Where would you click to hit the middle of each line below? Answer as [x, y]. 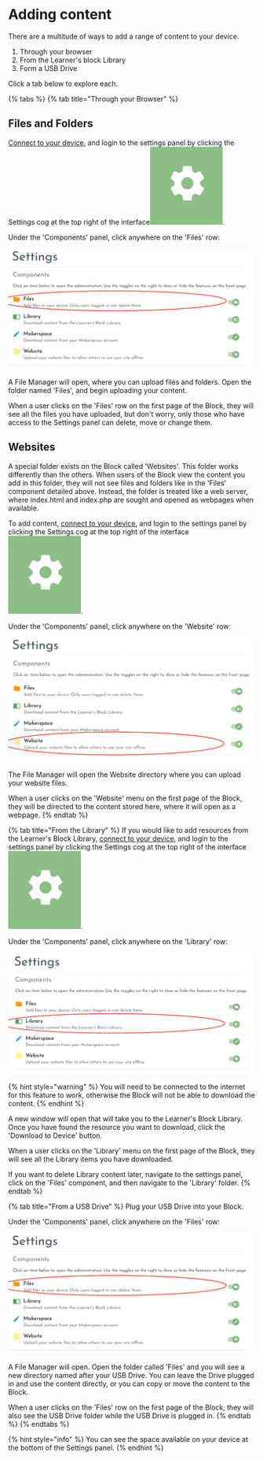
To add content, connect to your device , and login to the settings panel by [128, 523]
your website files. [38, 783]
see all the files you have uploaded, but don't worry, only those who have [126, 414]
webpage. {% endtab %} [48, 815]
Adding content [60, 15]
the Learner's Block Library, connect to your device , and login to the [119, 839]
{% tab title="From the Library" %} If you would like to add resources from [128, 830]
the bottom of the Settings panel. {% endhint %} [86, 1447]
